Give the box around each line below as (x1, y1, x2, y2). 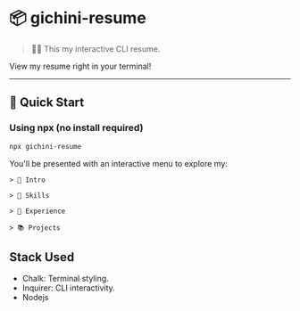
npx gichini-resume (9, 142, 82, 151)
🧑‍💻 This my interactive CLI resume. (30, 43, 161, 54)
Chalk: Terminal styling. (21, 274, 109, 284)
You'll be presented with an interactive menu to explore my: (9, 158, 228, 168)
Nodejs (21, 292, 49, 303)
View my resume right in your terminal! (9, 61, 152, 71)
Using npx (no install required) (9, 122, 144, 135)
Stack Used (9, 250, 75, 265)
